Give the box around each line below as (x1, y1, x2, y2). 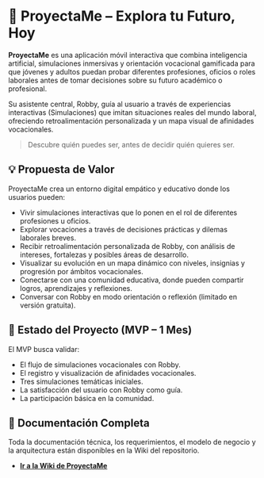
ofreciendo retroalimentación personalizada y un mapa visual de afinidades (8, 116, 254, 125)
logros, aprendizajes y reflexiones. (19, 283, 133, 293)
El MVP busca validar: (8, 344, 80, 354)
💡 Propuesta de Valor (8, 163, 115, 177)
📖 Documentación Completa (8, 416, 150, 430)
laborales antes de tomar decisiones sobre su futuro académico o (8, 75, 223, 85)
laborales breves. (19, 233, 77, 243)
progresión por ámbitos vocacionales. (19, 266, 144, 276)
